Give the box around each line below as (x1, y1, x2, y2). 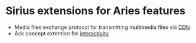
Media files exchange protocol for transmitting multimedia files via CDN (14, 24, 191, 31)
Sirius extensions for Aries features (5, 4, 186, 18)
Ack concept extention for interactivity (14, 29, 109, 37)
